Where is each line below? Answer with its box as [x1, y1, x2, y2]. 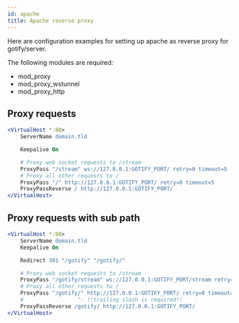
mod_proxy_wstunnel [17, 79, 80, 88]
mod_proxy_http [17, 87, 65, 96]
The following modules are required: [7, 58, 114, 66]
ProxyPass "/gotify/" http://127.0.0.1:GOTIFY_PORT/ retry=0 [20, 289, 205, 297]
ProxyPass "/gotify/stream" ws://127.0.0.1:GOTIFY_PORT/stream [20, 276, 212, 284]
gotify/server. [7, 44, 47, 53]
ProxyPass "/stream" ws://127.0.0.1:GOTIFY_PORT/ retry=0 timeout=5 [20, 165, 228, 173]
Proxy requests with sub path [7, 212, 141, 224]
